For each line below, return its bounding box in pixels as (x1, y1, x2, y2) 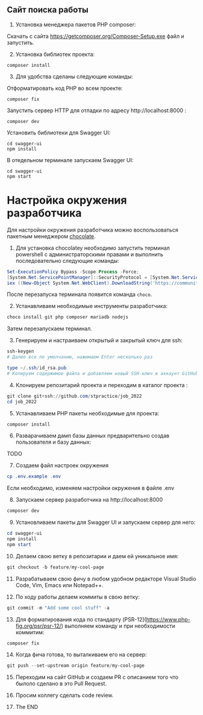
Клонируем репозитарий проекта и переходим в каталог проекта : (15, 381, 189, 388)
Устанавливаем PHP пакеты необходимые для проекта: (15, 409, 160, 417)
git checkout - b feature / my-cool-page (7, 564, 104, 570)
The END (15, 704, 39, 711)
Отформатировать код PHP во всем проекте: (7, 84, 123, 92)
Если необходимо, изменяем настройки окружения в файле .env (7, 485, 174, 492)
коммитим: (15, 628, 45, 635)
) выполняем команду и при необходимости (61, 622, 175, 629)
